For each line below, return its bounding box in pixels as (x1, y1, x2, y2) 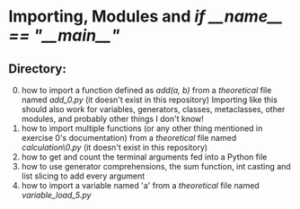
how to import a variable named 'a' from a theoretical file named (21, 180, 260, 190)
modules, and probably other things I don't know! (21, 114, 204, 124)
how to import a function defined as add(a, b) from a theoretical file (21, 85, 272, 95)
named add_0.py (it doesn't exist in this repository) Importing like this (21, 94, 278, 105)
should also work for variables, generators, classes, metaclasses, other (21, 104, 286, 114)
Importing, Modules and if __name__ (8, 6, 284, 27)
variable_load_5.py (21, 190, 92, 200)
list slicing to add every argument (21, 170, 146, 181)
